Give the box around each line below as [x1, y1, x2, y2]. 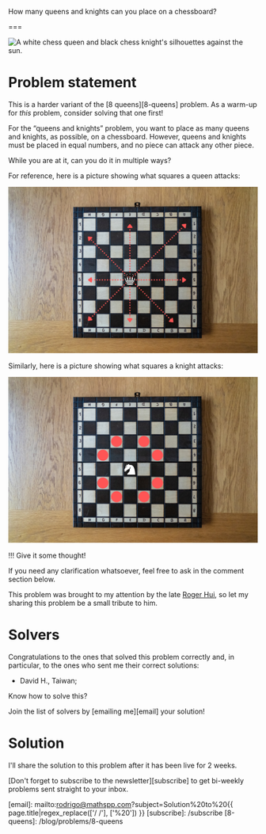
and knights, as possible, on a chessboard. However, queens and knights [8, 131, 247, 141]
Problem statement [8, 74, 137, 92]
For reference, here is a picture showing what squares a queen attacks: [8, 170, 241, 181]
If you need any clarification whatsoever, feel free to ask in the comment [8, 566, 244, 576]
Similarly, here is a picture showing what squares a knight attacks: [8, 360, 224, 371]
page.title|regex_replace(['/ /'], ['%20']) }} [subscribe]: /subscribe [8, 808, 223, 818]
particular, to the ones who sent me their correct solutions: [8, 661, 199, 670]
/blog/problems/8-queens [38, 817, 123, 826]
